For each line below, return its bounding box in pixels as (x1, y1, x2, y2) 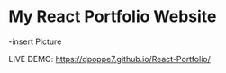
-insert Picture (8, 36, 62, 47)
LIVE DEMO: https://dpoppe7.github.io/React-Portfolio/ (8, 53, 211, 64)
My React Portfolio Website (8, 6, 217, 27)
